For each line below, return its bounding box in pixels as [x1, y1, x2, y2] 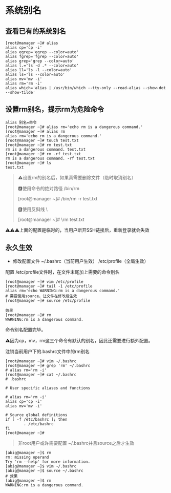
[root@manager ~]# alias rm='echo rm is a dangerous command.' [5, 124, 143, 130]
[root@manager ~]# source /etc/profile [5, 298, 91, 303]
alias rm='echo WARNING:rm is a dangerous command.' [5, 288, 120, 293]
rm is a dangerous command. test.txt [5, 147, 86, 152]
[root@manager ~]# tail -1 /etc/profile [5, 283, 93, 289]
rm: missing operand [5, 455, 50, 460]
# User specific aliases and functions [5, 385, 91, 391]
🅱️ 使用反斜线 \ [17, 206, 48, 212]
